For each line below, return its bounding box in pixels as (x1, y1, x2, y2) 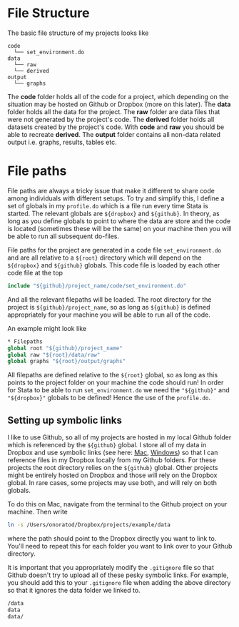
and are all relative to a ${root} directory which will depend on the (7, 253, 202, 262)
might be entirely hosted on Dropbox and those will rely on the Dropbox (7, 471, 218, 479)
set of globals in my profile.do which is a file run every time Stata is (7, 201, 208, 210)
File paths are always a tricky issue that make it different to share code (7, 186, 215, 195)
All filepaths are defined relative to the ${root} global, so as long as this (7, 371, 218, 379)
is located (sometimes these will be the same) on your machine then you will (7, 224, 232, 233)
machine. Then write (7, 508, 68, 516)
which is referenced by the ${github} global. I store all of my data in (7, 441, 207, 449)
